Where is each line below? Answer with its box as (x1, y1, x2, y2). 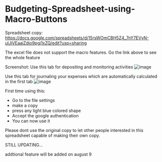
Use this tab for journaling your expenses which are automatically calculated (5, 73, 158, 79)
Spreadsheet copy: (5, 30, 43, 35)
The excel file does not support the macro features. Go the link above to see (5, 49, 157, 55)
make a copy (12, 102, 38, 108)
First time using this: (5, 88, 45, 94)
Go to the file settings (12, 97, 55, 103)
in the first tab (5, 79, 33, 84)
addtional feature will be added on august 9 (5, 151, 92, 157)
